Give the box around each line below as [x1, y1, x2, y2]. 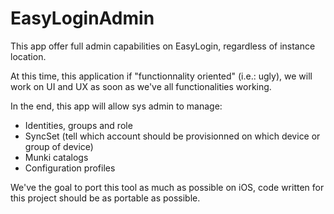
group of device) [24, 140, 94, 152]
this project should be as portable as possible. [10, 192, 201, 204]
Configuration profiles [24, 162, 116, 174]
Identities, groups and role [24, 119, 133, 131]
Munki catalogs [24, 151, 89, 163]
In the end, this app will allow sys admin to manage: [10, 100, 223, 112]
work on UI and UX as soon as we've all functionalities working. [10, 80, 272, 92]
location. [10, 50, 47, 62]
